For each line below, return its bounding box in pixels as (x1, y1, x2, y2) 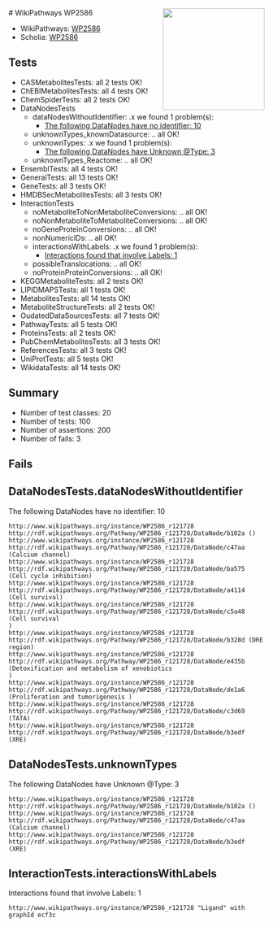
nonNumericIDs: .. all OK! (32, 233, 117, 242)
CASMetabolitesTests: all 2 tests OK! (19, 77, 142, 87)
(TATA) (8, 714, 31, 722)
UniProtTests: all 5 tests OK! (19, 354, 114, 363)
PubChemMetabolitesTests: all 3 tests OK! (19, 337, 161, 346)
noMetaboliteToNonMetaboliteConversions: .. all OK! (32, 207, 208, 216)
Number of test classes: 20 (19, 407, 111, 417)
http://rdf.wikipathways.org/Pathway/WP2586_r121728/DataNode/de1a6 (8, 685, 245, 694)
